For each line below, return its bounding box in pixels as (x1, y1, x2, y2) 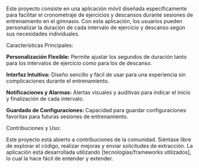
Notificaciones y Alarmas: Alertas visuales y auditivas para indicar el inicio (6, 89, 191, 96)
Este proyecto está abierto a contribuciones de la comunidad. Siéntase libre (6, 136, 191, 143)
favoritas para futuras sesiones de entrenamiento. (6, 113, 129, 120)
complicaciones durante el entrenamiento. (6, 77, 110, 84)
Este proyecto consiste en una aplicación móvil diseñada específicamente (6, 5, 187, 12)
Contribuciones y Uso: (6, 125, 61, 131)
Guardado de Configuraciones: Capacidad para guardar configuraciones (6, 107, 187, 113)
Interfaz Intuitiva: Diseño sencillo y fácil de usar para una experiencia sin (6, 71, 186, 78)
